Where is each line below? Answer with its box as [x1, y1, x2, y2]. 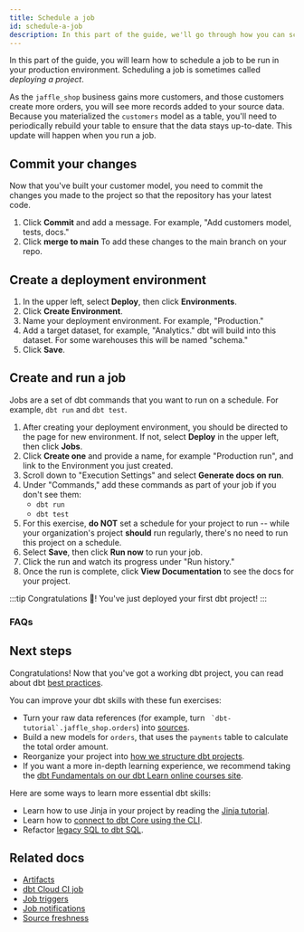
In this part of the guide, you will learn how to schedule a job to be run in [9, 55, 280, 66]
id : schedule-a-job [9, 22, 83, 31]
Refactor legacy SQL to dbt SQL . [22, 824, 144, 835]
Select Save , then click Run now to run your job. [22, 547, 204, 557]
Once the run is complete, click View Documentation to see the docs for [22, 566, 294, 576]
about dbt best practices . [9, 677, 104, 688]
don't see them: [22, 489, 81, 499]
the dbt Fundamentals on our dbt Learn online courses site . [22, 770, 244, 781]
